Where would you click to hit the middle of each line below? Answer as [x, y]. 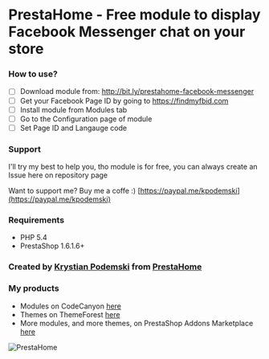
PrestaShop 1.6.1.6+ [52, 246]
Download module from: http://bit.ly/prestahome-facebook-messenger [137, 92]
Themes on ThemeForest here [70, 314]
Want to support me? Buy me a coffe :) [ [74, 191]
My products [34, 288]
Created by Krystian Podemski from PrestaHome [105, 267]
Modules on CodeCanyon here [71, 306]
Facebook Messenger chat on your [127, 32]
